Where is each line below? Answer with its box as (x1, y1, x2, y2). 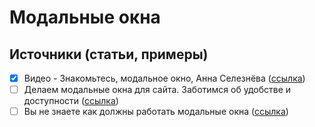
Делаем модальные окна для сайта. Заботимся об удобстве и (23, 84, 292, 96)
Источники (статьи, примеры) (9, 46, 209, 63)
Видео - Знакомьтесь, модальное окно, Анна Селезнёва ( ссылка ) (23, 72, 306, 84)
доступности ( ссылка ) (23, 95, 119, 107)
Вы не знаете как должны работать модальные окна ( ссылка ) (23, 106, 289, 118)
